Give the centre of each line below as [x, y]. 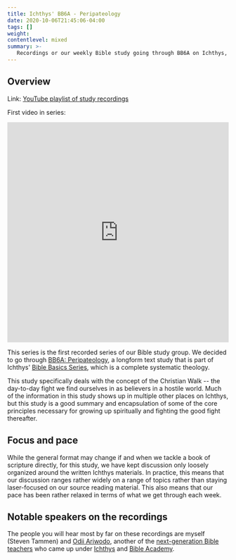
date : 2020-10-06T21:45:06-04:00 [56, 20]
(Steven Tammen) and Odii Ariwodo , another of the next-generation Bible [113, 541]
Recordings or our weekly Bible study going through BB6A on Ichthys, [122, 54]
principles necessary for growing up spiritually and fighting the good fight [114, 411]
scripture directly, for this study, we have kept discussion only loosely [108, 465]
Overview [29, 82]
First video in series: [37, 112]
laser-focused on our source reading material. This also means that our [110, 487]
